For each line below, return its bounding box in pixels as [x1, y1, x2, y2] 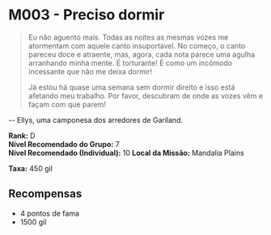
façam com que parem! [28, 99, 107, 109]
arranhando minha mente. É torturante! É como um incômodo [28, 58, 233, 68]
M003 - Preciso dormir [8, 6, 165, 24]
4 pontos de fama [19, 208, 79, 218]
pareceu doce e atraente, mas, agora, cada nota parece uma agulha [28, 49, 256, 59]
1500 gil [19, 216, 47, 227]
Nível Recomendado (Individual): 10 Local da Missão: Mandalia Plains [8, 148, 244, 157]
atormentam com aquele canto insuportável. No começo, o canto [28, 40, 246, 50]
